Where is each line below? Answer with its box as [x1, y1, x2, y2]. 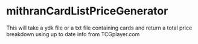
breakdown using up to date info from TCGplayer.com [6, 30, 140, 37]
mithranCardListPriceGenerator [6, 4, 168, 18]
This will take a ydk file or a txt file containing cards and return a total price [6, 24, 193, 31]
